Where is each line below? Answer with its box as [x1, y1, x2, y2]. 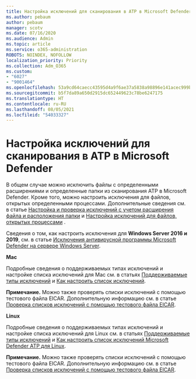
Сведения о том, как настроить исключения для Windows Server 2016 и [6, 230, 188, 237]
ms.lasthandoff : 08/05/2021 [6, 106, 75, 112]
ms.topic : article [6, 42, 51, 47]
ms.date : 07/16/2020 [6, 30, 57, 36]
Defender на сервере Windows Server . [6, 242, 101, 249]
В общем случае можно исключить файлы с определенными [6, 181, 159, 188]
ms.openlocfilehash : [6, 85, 57, 91]
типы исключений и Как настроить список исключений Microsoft [6, 336, 169, 343]
